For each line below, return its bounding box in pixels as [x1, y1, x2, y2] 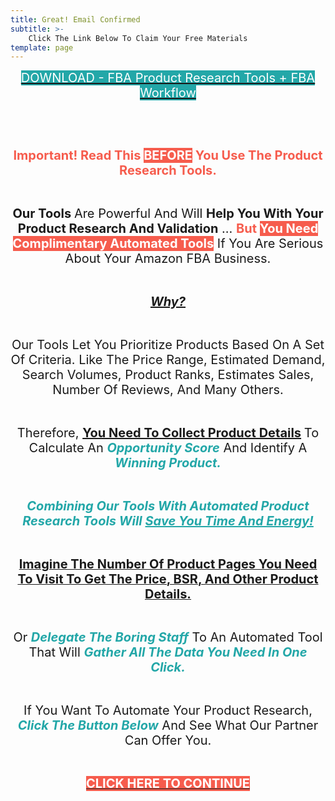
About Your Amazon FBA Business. [64, 251, 272, 267]
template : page [10, 42, 74, 53]
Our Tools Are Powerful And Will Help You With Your [12, 206, 324, 222]
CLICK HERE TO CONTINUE [85, 776, 251, 792]
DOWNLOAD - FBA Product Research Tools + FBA [20, 70, 316, 86]
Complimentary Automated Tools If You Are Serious [12, 236, 324, 252]
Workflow [139, 85, 197, 101]
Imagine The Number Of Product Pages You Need [18, 556, 318, 573]
